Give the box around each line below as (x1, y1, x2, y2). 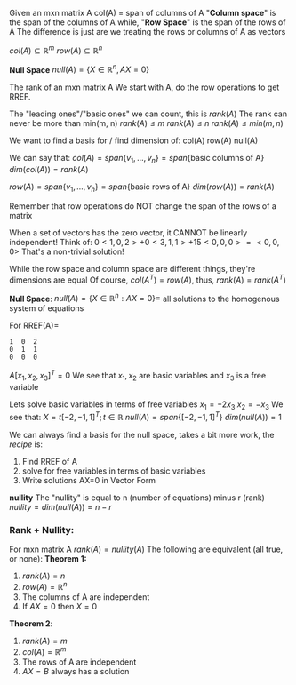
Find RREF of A (21, 457, 78, 467)
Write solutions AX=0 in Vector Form (21, 475, 156, 486)
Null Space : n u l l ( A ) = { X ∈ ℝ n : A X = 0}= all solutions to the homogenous (9, 291, 280, 304)
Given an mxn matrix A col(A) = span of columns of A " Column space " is (9, 8, 276, 18)
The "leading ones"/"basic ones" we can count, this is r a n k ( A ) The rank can (9, 108, 287, 119)
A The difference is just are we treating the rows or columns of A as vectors (9, 27, 286, 36)
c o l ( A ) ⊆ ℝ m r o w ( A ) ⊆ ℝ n (9, 44, 103, 56)
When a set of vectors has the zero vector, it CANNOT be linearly (9, 227, 248, 238)
